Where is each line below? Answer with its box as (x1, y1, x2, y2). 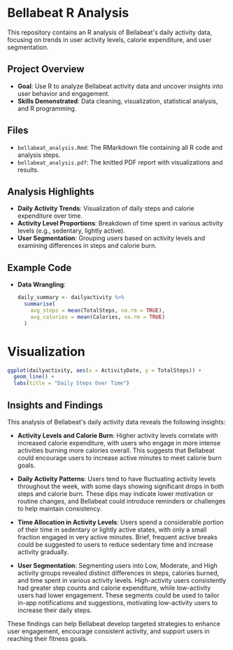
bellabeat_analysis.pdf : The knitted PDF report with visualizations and (17, 158, 223, 166)
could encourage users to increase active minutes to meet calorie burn (17, 453, 222, 462)
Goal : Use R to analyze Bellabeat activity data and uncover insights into (17, 82, 224, 90)
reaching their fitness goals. (7, 634, 88, 642)
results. (17, 165, 40, 174)
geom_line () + (13, 373, 55, 380)
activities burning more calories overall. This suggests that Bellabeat (17, 446, 215, 455)
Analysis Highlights (7, 186, 94, 198)
